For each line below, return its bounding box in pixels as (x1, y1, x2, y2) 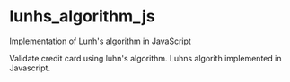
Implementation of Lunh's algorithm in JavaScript (9, 36, 191, 46)
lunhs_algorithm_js (9, 6, 155, 27)
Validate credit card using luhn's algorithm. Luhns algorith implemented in (9, 53, 282, 63)
